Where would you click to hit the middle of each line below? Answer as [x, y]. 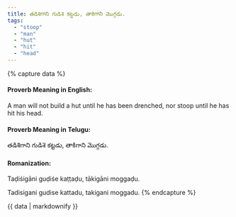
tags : [15, 21]
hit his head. [26, 113]
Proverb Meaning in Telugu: [49, 129]
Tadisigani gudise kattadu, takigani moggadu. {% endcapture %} [102, 193]
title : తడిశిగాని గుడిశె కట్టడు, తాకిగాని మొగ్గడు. [67, 14]
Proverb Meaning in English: [50, 90]
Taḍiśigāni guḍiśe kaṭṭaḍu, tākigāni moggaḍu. [74, 179]
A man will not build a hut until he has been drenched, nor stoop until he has [118, 106]
